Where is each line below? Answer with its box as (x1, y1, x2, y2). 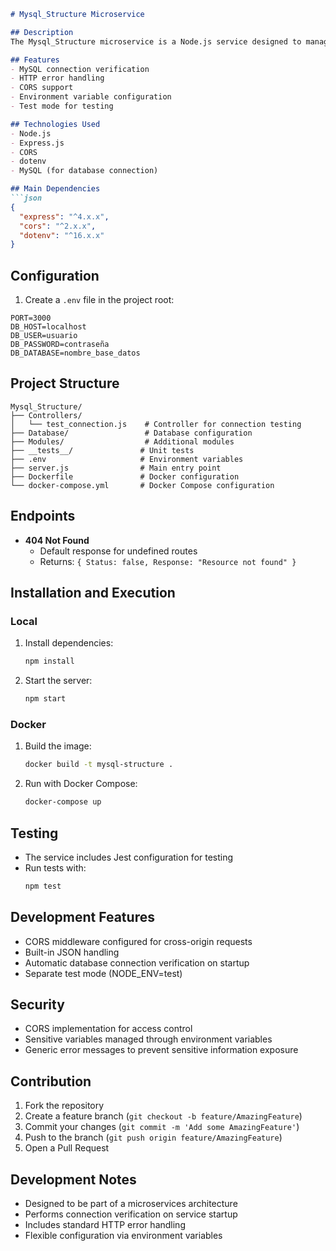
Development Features (10, 909, 155, 926)
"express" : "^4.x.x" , (19, 211, 110, 222)
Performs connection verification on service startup (24, 1208, 238, 1220)
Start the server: (24, 675, 93, 687)
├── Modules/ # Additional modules (10, 436, 235, 447)
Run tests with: (24, 861, 87, 874)
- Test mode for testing (10, 101, 114, 111)
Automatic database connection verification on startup (24, 956, 250, 969)
